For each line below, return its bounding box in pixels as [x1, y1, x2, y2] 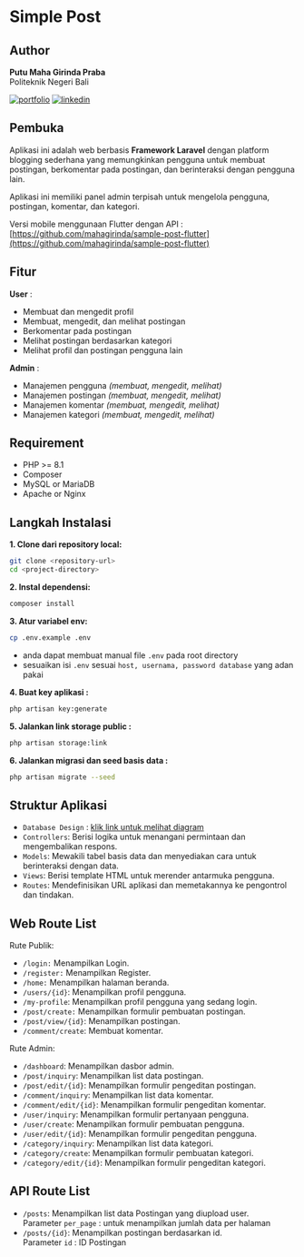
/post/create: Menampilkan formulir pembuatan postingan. [22, 1006, 247, 1017]
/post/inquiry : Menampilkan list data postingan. [22, 1070, 204, 1080]
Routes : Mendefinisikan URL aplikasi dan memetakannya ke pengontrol [22, 880, 288, 891]
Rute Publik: [9, 940, 54, 950]
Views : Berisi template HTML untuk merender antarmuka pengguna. [22, 870, 275, 881]
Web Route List [9, 916, 97, 931]
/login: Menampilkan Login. [22, 958, 130, 968]
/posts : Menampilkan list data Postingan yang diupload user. [22, 1208, 250, 1219]
